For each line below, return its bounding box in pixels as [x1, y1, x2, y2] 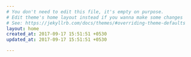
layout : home [6, 25, 39, 32]
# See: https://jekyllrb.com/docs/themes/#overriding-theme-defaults [6, 20, 186, 26]
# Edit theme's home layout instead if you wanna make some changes [6, 14, 183, 20]
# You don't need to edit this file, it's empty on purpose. [6, 8, 164, 15]
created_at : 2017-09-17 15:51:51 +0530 [6, 31, 107, 37]
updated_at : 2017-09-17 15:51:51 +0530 [6, 37, 107, 43]
